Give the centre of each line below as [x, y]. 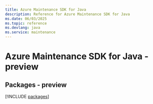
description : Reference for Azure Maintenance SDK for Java [68, 14]
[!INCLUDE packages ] [27, 96]
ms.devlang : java [23, 28]
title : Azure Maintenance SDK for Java [46, 10]
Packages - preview [36, 85]
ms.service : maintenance [30, 32]
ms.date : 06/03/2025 [26, 19]
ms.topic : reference [26, 23]
